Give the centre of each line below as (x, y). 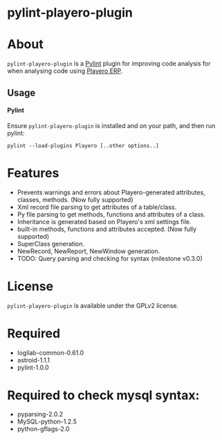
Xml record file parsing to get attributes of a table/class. (97, 207)
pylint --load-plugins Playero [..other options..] (83, 146)
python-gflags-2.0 (44, 429)
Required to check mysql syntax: (103, 395)
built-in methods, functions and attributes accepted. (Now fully (107, 229)
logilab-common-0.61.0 (50, 352)
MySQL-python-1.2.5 (47, 422)
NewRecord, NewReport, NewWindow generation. (89, 251)
